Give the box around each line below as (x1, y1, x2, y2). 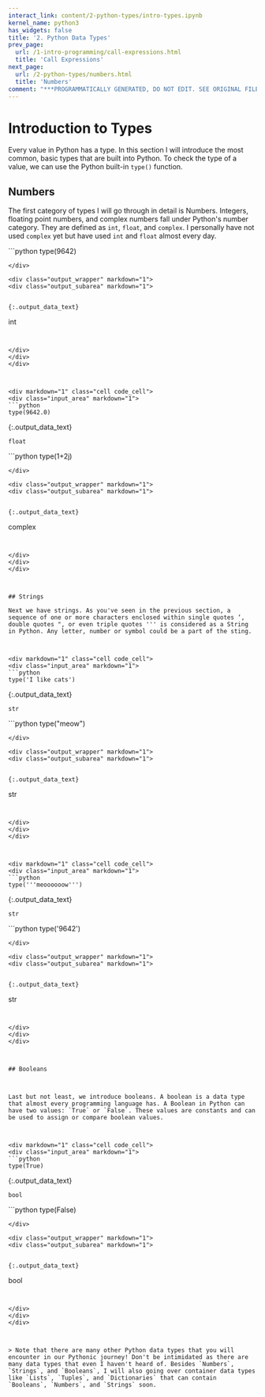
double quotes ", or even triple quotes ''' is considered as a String (8, 621, 248, 629)
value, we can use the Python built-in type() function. (8, 162, 183, 172)
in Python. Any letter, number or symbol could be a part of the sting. (8, 628, 252, 636)
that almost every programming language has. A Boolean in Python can (8, 1100, 245, 1108)
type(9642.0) (8, 409, 51, 417)
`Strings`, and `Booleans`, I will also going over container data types (8, 1367, 256, 1376)
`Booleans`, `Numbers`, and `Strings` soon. (8, 1381, 157, 1389)
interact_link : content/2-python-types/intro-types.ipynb (8, 11, 203, 20)
